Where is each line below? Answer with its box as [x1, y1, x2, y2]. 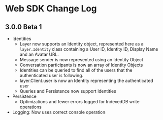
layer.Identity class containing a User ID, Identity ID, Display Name [19, 46, 159, 52]
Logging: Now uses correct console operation [12, 109, 106, 115]
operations [19, 104, 42, 110]
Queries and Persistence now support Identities [19, 88, 117, 94]
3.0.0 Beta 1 [5, 23, 42, 31]
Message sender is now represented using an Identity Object [19, 57, 144, 62]
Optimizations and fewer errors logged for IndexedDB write [19, 99, 140, 104]
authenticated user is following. [19, 73, 84, 78]
